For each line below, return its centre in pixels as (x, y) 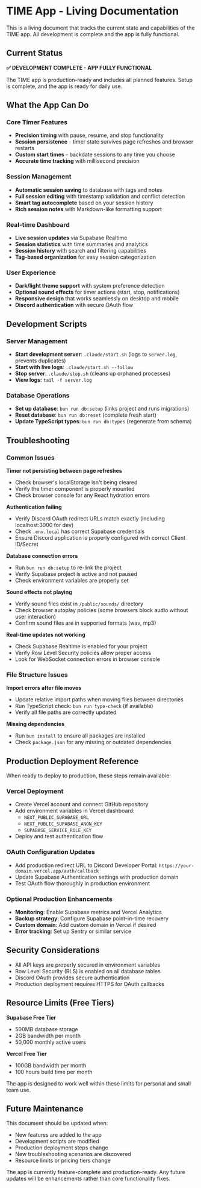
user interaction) (35, 617)
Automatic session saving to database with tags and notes (88, 190)
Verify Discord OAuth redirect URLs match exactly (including (90, 519)
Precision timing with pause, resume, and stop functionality (89, 135)
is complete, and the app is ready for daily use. (64, 86)
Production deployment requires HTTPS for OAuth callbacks (89, 984)
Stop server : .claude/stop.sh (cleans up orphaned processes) (93, 374)
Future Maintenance (45, 1109)
